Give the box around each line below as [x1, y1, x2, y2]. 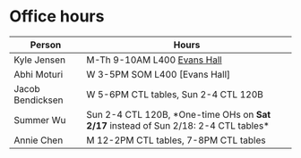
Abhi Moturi [13, 68, 64, 80]
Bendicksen [13, 94, 64, 106]
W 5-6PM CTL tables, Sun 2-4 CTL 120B [86, 87, 264, 100]
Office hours [9, 6, 105, 27]
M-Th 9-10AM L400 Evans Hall [86, 54, 222, 66]
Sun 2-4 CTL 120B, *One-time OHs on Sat [86, 108, 271, 121]
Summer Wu [13, 113, 66, 126]
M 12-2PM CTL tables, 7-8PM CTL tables [86, 134, 266, 146]
